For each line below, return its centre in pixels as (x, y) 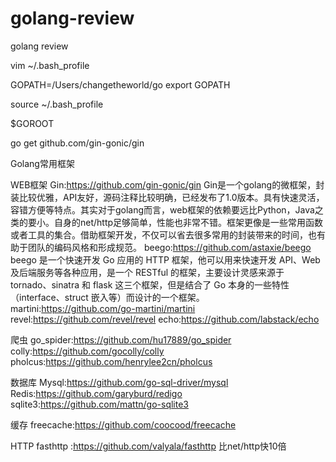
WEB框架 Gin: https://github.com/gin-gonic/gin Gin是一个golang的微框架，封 (167, 184)
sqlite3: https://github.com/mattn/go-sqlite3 (99, 404)
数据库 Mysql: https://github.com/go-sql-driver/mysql (119, 382)
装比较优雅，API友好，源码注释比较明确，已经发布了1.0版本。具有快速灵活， (167, 197)
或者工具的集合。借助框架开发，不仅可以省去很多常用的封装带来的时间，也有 (168, 234)
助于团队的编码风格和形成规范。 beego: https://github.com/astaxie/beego (161, 247)
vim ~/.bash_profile (50, 65)
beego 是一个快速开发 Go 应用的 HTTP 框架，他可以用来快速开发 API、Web (165, 259)
